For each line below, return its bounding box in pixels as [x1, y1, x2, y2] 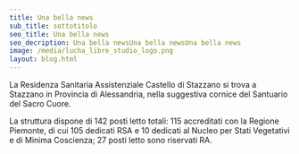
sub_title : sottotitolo [9, 21, 98, 30]
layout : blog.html [9, 55, 78, 64]
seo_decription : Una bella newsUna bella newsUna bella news [9, 38, 242, 47]
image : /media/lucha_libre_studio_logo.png [9, 47, 174, 56]
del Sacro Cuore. [9, 98, 71, 108]
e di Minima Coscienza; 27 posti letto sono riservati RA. [9, 135, 212, 145]
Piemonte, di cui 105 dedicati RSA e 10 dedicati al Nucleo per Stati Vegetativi [9, 125, 290, 135]
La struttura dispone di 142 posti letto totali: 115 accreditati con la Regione [9, 115, 279, 126]
